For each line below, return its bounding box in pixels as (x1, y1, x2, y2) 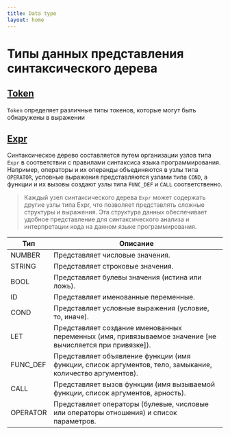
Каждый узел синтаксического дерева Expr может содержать (23, 193, 206, 202)
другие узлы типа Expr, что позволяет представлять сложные (23, 201, 205, 209)
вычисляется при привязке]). (53, 340, 151, 350)
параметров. (53, 417, 97, 426)
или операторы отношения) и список (53, 408, 178, 418)
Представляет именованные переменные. (53, 293, 195, 302)
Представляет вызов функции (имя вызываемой (53, 380, 216, 389)
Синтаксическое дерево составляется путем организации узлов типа (7, 151, 212, 160)
